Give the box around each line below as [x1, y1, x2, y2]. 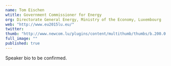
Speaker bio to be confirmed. [5, 55, 67, 61]
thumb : [5, 31, 19, 36]
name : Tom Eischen [5, 7, 45, 13]
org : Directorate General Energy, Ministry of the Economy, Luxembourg [5, 17, 161, 22]
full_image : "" [5, 36, 38, 41]
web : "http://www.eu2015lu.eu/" [5, 21, 74, 27]
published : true [5, 41, 40, 46]
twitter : [5, 27, 24, 32]
